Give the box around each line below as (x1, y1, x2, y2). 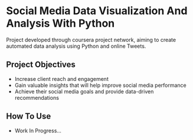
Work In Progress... (14, 127, 62, 134)
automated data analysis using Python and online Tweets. (6, 43, 146, 50)
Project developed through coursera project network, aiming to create (6, 36, 176, 43)
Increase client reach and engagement (14, 75, 109, 82)
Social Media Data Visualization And (6, 4, 188, 18)
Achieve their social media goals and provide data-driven (14, 87, 154, 95)
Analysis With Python (6, 17, 115, 30)
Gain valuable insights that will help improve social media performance (14, 82, 187, 89)
